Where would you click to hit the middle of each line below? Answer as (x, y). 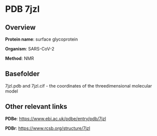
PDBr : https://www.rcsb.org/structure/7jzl (48, 128)
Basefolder (23, 74)
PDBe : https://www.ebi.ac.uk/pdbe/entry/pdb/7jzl (56, 118)
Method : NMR (20, 58)
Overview (21, 27)
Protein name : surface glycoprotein (42, 39)
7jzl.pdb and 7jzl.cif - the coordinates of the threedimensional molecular (78, 86)
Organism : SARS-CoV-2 (30, 49)
